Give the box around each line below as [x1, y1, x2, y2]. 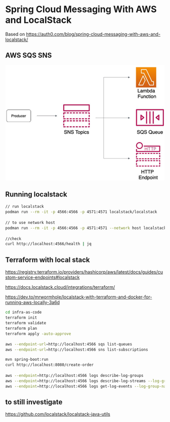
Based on [5, 31, 25, 37]
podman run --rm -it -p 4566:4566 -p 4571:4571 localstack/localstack [5, 209, 157, 215]
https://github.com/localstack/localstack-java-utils [5, 411, 110, 417]
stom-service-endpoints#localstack [5, 275, 80, 281]
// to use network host [5, 220, 56, 225]
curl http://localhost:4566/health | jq [5, 242, 92, 247]
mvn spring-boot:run [5, 357, 49, 362]
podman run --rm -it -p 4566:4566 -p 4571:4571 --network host [5, 225, 142, 231]
